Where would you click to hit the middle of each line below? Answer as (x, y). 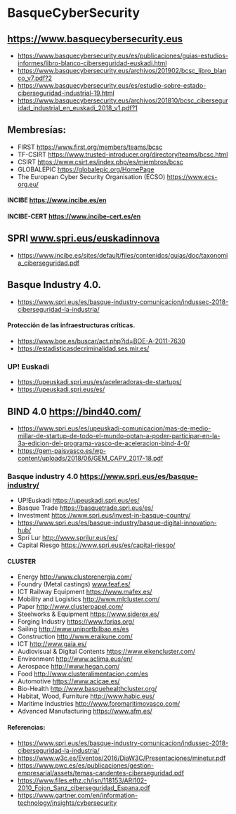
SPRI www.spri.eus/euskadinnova (84, 238)
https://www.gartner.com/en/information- (78, 795)
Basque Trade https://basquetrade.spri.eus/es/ (85, 508)
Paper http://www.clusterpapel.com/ (70, 607)
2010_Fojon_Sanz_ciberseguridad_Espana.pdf (84, 787)
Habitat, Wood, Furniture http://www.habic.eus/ (86, 696)
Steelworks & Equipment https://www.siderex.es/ (88, 614)
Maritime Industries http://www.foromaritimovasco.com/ (99, 704)
